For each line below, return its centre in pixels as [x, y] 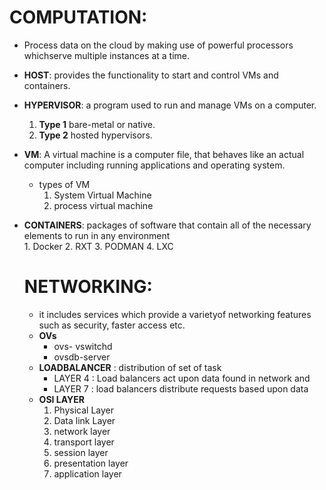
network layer [82, 431]
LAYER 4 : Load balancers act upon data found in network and [182, 378]
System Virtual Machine [102, 195]
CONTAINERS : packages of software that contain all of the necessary [167, 225]
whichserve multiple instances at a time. [107, 55]
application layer [87, 473]
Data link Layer [84, 420]
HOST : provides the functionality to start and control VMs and [151, 75]
